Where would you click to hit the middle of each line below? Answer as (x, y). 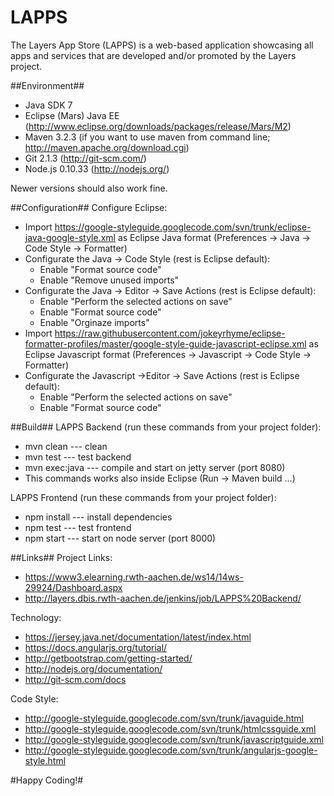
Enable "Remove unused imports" (109, 280)
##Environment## (47, 85)
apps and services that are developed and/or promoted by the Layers (153, 55)
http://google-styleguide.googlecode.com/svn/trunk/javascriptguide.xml (174, 739)
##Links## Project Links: (61, 557)
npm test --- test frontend (78, 527)
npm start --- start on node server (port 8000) (120, 538)
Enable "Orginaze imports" (94, 322)
